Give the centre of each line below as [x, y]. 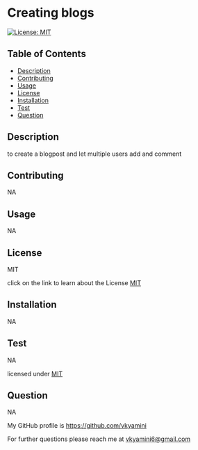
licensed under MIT [35, 373]
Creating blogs [51, 13]
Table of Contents [47, 54]
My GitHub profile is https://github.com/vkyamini [77, 426]
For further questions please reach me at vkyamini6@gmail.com [99, 439]
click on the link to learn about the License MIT [74, 283]
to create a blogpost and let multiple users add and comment [94, 154]
